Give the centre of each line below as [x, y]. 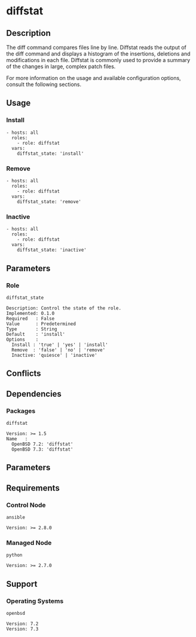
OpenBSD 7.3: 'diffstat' [42, 449]
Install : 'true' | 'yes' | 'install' [60, 345]
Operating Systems [35, 601]
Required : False [30, 318]
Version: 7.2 [22, 624]
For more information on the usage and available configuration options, [94, 78]
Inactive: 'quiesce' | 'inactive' [54, 355]
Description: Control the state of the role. [64, 308]
